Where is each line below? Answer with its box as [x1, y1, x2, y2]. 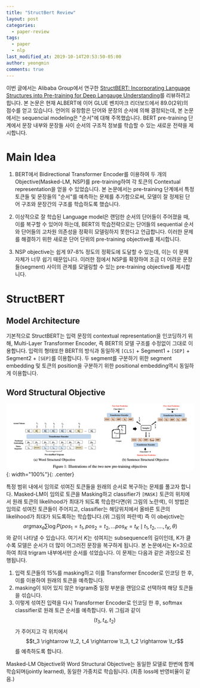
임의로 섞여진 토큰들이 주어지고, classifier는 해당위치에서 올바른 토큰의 [6, 505, 170, 513]
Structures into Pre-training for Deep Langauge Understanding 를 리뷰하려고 [6, 91, 190, 99]
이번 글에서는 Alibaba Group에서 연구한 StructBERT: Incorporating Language [6, 84, 190, 91]
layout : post [6, 16, 39, 22]
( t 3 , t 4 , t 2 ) [93, 616, 116, 625]
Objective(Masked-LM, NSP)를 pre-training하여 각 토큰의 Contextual [14, 178, 181, 185]
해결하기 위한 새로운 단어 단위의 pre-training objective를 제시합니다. [21, 236, 181, 243]
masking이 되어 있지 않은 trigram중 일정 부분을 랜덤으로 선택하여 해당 [14, 584, 178, 591]
